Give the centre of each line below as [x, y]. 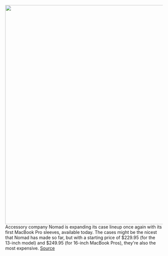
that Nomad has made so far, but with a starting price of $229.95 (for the [80, 237]
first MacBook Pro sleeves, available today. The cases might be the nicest [81, 232]
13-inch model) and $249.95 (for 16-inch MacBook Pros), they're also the [80, 243]
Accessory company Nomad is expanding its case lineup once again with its [83, 227]
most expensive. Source [30, 248]
